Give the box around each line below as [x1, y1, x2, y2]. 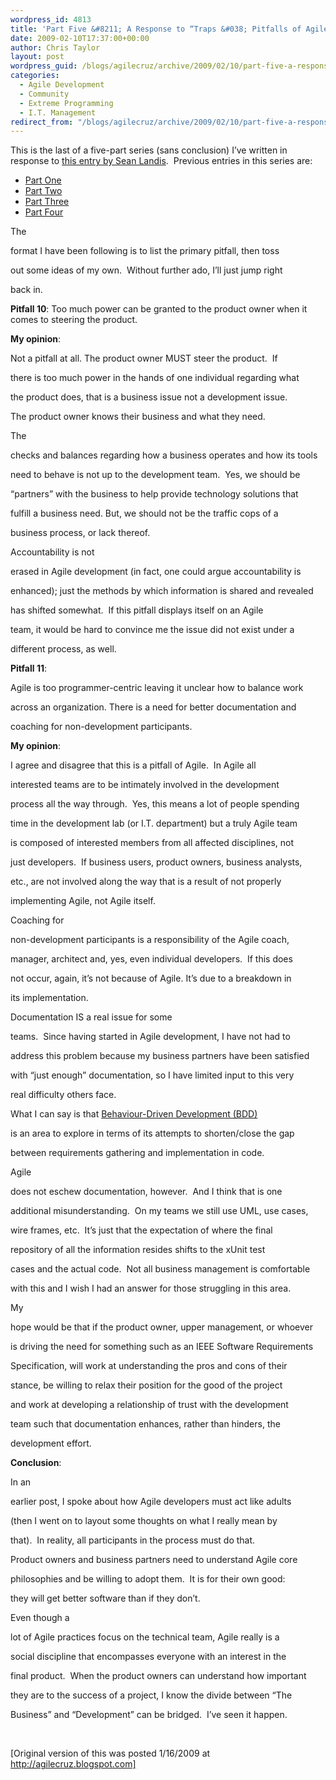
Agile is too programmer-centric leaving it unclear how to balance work [10, 682, 304, 694]
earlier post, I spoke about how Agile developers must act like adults [10, 1496, 292, 1508]
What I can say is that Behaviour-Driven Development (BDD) [10, 1108, 258, 1120]
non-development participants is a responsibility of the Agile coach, [10, 934, 290, 946]
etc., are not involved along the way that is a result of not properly [10, 876, 282, 888]
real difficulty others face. [10, 1089, 117, 1101]
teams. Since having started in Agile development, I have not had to [10, 1031, 291, 1043]
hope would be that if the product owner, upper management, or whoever [10, 1321, 313, 1333]
